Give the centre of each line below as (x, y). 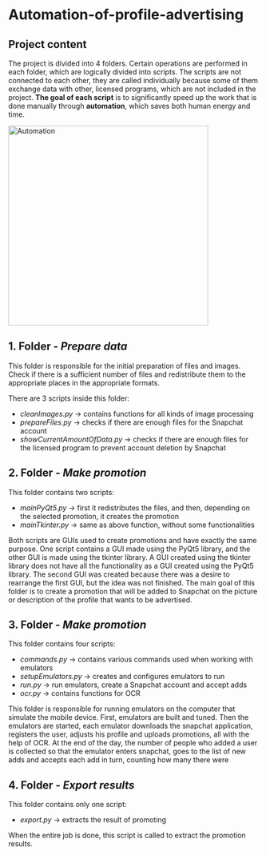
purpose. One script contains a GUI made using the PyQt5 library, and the (129, 549)
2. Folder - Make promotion (77, 473)
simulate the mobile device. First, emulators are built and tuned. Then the (129, 717)
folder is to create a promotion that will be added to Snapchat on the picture (133, 591)
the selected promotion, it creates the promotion (99, 516)
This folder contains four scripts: (62, 644)
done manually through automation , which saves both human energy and (129, 106)
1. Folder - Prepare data (68, 347)
